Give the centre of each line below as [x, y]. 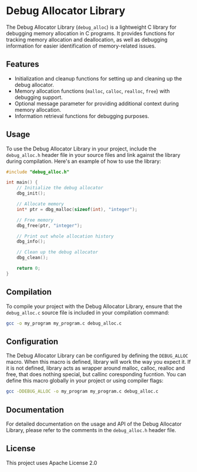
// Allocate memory [40, 204]
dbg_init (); [31, 193]
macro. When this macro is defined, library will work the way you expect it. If [98, 362]
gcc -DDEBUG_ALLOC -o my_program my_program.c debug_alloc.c [82, 391]
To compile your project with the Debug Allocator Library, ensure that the [94, 306]
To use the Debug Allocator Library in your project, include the [81, 149]
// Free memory [35, 220]
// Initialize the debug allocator [60, 188]
